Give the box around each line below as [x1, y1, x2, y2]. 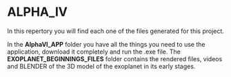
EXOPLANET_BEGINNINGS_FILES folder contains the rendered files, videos [7, 54, 223, 63]
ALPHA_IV [7, 4, 68, 20]
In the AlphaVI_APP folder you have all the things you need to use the [7, 40, 205, 48]
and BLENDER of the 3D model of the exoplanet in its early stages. [7, 62, 196, 70]
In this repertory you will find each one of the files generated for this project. [7, 27, 224, 35]
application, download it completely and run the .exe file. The [7, 47, 181, 56]
